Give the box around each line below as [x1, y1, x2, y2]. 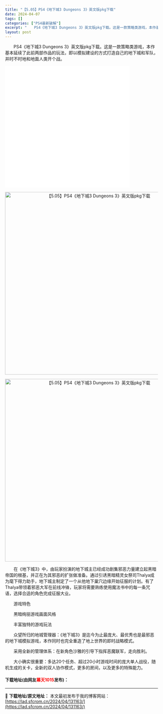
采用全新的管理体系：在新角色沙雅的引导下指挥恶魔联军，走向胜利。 [13, 648, 149, 654]
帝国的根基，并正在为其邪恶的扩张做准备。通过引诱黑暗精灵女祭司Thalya [5, 572, 150, 578]
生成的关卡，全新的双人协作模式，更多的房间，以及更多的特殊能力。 [9, 665, 146, 670]
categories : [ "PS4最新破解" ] [5, 20, 61, 26]
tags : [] [5, 16, 23, 21]
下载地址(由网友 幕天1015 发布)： [5, 676, 69, 682]
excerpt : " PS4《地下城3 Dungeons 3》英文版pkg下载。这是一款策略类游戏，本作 [5, 25, 156, 30]
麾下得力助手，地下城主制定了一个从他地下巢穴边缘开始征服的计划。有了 [9, 578, 154, 584]
